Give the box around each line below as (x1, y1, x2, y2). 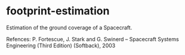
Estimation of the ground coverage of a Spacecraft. (6, 24, 132, 31)
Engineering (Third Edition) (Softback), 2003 (6, 42, 116, 49)
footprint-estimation (6, 4, 110, 18)
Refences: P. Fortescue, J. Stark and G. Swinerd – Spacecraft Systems (6, 35, 179, 42)
